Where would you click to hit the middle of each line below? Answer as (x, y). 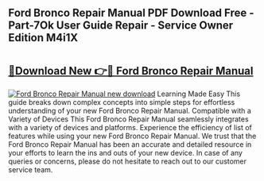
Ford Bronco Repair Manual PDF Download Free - (131, 13)
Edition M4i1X (43, 38)
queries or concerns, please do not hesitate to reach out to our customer (128, 161)
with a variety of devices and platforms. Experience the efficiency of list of (130, 127)
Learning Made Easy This (199, 94)
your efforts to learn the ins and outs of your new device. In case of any (125, 153)
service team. (31, 169)
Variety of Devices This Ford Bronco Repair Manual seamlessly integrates (128, 119)
